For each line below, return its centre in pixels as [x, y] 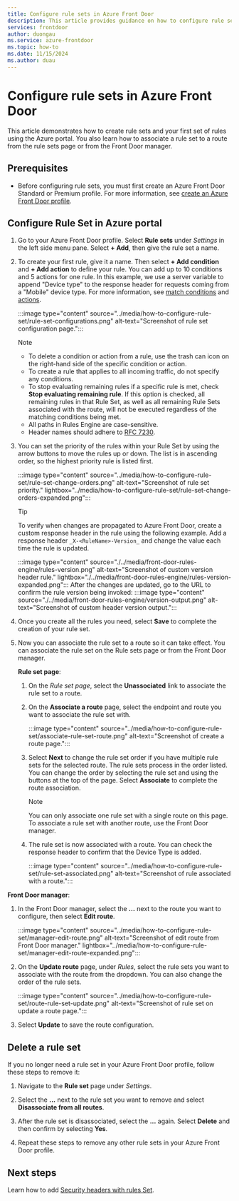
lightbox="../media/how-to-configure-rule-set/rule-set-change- [138, 491]
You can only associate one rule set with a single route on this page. [128, 815]
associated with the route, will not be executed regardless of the [122, 409]
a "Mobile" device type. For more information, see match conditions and [123, 292]
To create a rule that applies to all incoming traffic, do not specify [124, 371]
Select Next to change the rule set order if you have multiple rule [123, 758]
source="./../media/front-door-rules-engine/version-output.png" [112, 600]
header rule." [37, 577]
